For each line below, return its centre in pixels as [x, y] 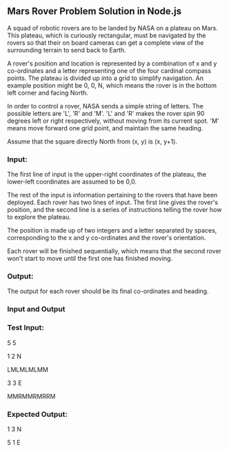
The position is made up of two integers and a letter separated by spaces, [112, 230]
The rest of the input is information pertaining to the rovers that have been [112, 195]
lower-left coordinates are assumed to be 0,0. [72, 181]
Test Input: [26, 328]
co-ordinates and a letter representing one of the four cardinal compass [109, 70]
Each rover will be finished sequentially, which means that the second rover [114, 251]
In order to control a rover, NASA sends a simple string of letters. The [105, 106]
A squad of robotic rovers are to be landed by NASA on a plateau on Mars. [113, 28]
